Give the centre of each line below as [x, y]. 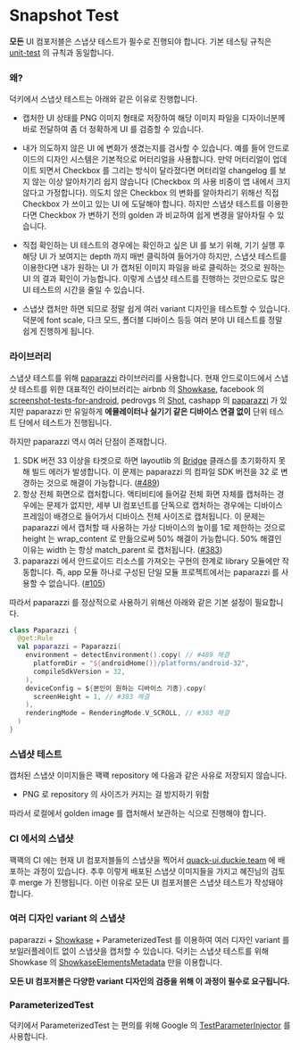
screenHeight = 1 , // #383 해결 [91, 696]
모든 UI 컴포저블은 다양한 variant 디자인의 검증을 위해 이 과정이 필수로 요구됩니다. [150, 981]
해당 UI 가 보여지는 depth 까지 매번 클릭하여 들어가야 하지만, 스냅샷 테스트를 [154, 256]
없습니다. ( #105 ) [77, 583]
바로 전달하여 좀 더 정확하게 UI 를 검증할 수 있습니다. [112, 129]
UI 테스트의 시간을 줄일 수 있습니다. [83, 290]
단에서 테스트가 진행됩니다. [65, 422]
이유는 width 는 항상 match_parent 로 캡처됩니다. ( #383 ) [122, 549]
